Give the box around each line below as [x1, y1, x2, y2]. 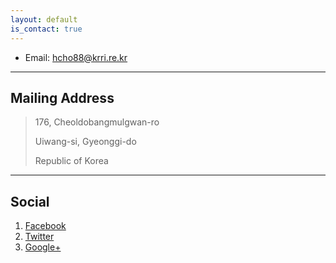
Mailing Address [10, 89, 115, 106]
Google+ [24, 241, 62, 253]
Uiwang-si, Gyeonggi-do [34, 136, 137, 148]
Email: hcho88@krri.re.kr [24, 51, 128, 63]
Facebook [24, 220, 67, 232]
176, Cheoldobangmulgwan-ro [34, 116, 160, 128]
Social [10, 193, 50, 210]
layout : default [10, 14, 78, 25]
